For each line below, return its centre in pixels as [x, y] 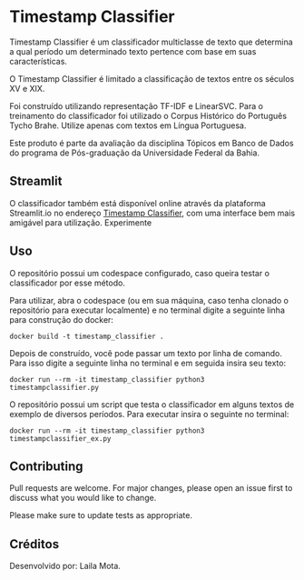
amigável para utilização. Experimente [81, 222]
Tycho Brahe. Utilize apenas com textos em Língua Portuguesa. [128, 125]
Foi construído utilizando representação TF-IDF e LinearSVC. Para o [136, 105]
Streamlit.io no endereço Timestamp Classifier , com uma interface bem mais [152, 213]
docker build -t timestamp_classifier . [87, 336]
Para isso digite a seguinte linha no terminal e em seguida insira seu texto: [148, 363]
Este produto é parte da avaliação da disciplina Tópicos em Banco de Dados [152, 143]
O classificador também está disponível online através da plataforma [137, 203]
